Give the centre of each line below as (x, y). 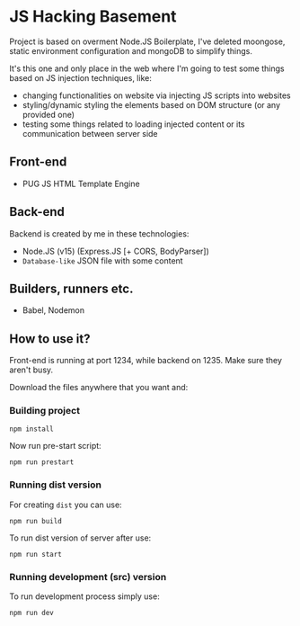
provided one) (48, 114)
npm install (31, 429)
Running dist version (55, 485)
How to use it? (50, 339)
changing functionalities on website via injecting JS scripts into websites (156, 95)
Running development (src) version (88, 577)
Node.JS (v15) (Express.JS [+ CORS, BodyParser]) (115, 251)
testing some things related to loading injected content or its (133, 124)
